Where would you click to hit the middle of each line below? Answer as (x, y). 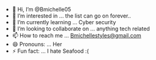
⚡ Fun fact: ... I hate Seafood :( (50, 51)
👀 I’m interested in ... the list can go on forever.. (72, 16)
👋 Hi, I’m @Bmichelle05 (42, 9)
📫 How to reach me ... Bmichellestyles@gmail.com (77, 35)
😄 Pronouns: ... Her (37, 44)
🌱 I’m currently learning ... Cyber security (64, 22)
